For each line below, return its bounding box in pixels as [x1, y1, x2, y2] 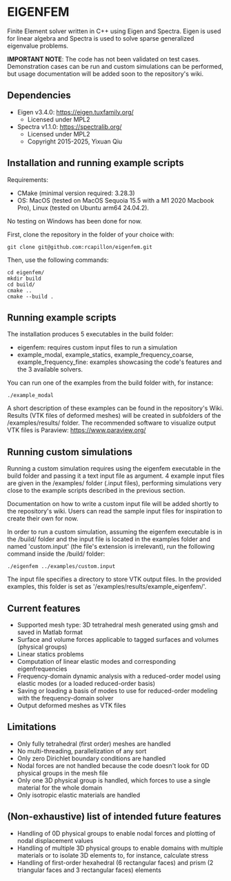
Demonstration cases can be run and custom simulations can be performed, [7, 62, 224, 70]
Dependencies [7, 90, 71, 101]
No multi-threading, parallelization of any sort [17, 747, 147, 755]
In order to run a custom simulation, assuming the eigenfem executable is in [7, 528, 223, 536]
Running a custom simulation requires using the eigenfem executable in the [7, 465, 221, 473]
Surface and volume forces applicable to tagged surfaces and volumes [17, 636, 219, 643]
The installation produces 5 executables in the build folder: [7, 330, 174, 338]
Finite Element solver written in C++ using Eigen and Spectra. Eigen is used [7, 27, 221, 35]
